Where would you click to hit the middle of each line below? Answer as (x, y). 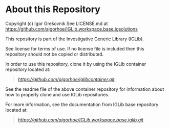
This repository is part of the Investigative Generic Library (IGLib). (75, 39)
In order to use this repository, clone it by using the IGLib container (76, 64)
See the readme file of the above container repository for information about (85, 89)
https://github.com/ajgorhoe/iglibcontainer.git (66, 79)
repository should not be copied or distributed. (55, 54)
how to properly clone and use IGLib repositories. (57, 94)
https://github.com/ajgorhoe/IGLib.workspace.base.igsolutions (72, 29)
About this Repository (53, 9)
